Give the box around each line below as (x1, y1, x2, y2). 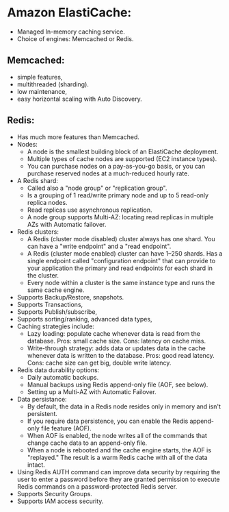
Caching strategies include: (16, 322, 94, 330)
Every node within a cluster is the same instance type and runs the (27, 278, 215, 287)
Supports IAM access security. (16, 497, 104, 505)
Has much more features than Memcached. (16, 132, 140, 141)
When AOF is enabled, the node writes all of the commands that (27, 431, 207, 439)
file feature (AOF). (40, 424, 92, 432)
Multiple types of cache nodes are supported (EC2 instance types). (27, 154, 217, 162)
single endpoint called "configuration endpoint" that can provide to (27, 256, 216, 265)
